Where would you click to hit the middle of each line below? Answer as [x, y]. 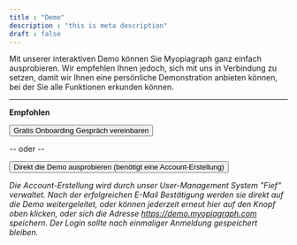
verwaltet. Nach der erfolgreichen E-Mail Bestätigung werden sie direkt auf [147, 195]
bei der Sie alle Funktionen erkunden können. [91, 87]
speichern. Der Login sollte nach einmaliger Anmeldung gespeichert [133, 223]
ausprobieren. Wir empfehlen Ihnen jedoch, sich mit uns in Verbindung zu [143, 68]
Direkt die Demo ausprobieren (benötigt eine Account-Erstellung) [119, 168]
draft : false [35, 34]
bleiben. [24, 233]
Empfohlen [30, 112]
